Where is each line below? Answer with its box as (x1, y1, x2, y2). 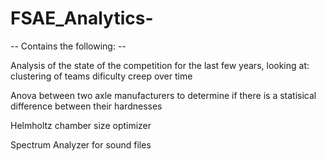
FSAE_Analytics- (10, 7, 154, 30)
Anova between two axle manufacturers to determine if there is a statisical (10, 89, 317, 101)
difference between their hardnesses (10, 100, 163, 112)
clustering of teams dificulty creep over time (10, 70, 193, 82)
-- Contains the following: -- (10, 40, 127, 52)
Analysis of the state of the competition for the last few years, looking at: (10, 59, 310, 71)
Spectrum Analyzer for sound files (10, 138, 152, 151)
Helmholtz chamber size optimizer (10, 119, 152, 131)
